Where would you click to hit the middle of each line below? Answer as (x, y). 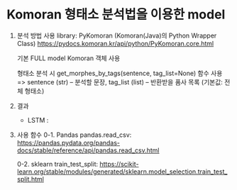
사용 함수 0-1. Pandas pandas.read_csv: (74, 135)
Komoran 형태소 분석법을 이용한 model (116, 15)
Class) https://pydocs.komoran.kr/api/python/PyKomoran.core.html (115, 43)
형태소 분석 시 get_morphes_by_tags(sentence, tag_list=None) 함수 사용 (120, 73)
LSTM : (38, 120)
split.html (30, 179)
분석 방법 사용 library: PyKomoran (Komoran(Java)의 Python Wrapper (117, 35)
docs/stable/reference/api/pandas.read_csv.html (88, 150)
